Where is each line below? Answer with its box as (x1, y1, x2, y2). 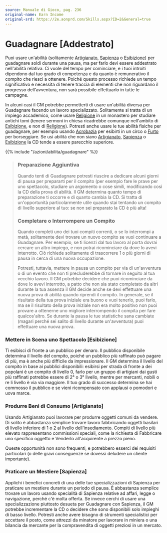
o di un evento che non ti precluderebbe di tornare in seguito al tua (17, 270, 155, 276)
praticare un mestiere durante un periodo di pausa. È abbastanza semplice (5, 485, 159, 491)
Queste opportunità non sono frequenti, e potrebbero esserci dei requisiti (5, 445, 156, 451)
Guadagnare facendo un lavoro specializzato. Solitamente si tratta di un (5, 107, 152, 113)
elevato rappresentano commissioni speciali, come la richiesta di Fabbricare (5, 430, 162, 436)
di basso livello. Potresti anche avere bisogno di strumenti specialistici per (5, 511, 157, 517)
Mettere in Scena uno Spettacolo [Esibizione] (5, 336, 117, 343)
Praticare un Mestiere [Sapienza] (5, 468, 87, 475)
